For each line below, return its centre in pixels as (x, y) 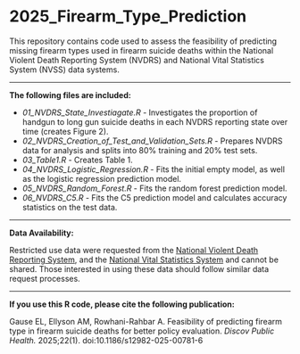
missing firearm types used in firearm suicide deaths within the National (142, 50)
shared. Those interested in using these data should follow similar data (139, 268)
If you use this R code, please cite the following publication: (122, 304)
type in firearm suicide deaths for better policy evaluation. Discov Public (142, 331)
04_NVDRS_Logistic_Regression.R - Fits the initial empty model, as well (154, 169)
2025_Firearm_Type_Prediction (128, 16)
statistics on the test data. (70, 207)
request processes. (45, 278)
